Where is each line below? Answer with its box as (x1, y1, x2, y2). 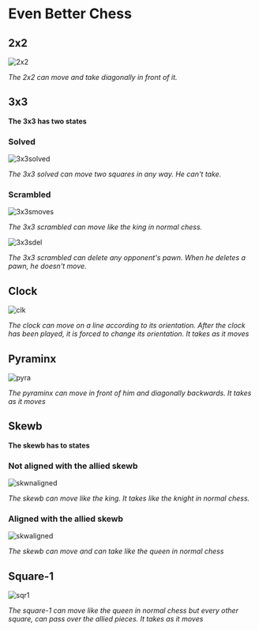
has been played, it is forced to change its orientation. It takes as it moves (8, 329, 250, 338)
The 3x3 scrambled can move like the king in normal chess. (8, 222, 203, 232)
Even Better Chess (8, 5, 133, 23)
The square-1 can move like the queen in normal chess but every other (8, 606, 239, 615)
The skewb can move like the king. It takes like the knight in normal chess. (8, 493, 250, 503)
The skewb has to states (8, 440, 90, 450)
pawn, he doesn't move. (8, 262, 87, 271)
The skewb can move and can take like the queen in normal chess (8, 546, 224, 556)
